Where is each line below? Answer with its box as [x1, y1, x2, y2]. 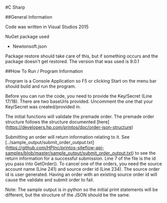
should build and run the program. [5, 83, 76, 89]
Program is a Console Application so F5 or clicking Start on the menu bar [5, 78, 157, 84]
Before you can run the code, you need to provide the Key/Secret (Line [5, 93, 152, 99]
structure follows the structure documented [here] [5, 119, 109, 125]
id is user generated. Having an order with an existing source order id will [5, 171, 157, 177]
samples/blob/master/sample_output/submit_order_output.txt [5, 150, 133, 156]
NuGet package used [5, 34, 49, 39]
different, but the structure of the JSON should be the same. [5, 192, 130, 198]
